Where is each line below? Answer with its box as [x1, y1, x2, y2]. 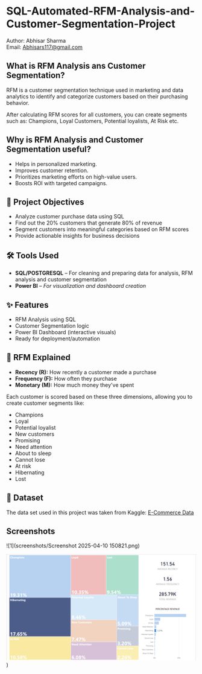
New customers [14, 430, 55, 437]
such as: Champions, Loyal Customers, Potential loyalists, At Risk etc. [6, 117, 179, 124]
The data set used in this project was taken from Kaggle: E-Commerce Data [6, 509, 194, 516]
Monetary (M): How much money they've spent [14, 381, 134, 389]
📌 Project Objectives [6, 197, 84, 207]
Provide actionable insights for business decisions [14, 232, 140, 240]
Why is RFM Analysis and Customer [6, 135, 144, 145]
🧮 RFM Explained [6, 352, 71, 363]
